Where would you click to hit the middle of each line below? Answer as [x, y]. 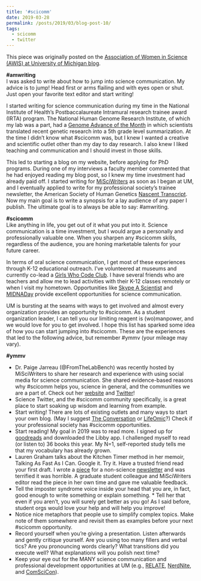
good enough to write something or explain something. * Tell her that [100, 495]
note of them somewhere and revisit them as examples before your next [104, 521]
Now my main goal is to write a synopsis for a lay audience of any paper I [97, 200]
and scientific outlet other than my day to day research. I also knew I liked [97, 144]
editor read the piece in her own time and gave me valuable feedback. [101, 482]
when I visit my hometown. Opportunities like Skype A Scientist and [89, 287]
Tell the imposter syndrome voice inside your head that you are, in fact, [103, 489]
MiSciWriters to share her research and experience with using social [99, 374]
